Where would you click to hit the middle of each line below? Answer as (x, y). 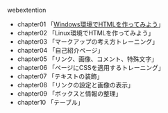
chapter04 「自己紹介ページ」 (60, 50)
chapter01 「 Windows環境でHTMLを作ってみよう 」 (91, 24)
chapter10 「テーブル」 (51, 102)
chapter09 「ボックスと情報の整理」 (69, 94)
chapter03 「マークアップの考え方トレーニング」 (87, 42)
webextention (27, 10)
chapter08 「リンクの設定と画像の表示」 (75, 85)
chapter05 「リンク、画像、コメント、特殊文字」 (87, 59)
